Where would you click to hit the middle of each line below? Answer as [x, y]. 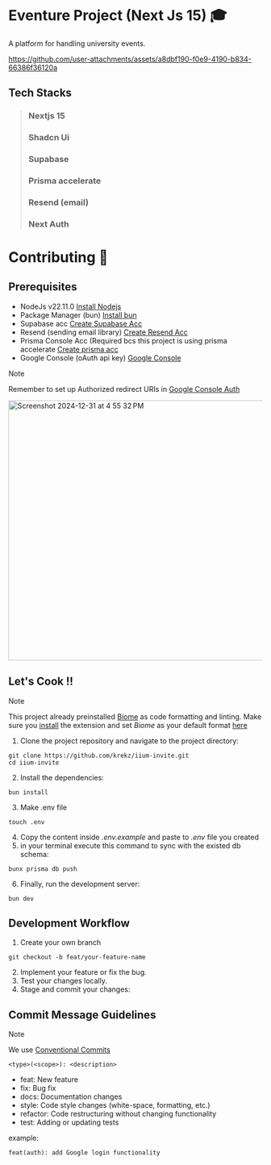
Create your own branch [60, 942]
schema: [34, 854]
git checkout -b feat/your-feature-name [77, 957]
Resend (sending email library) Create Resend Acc [104, 332]
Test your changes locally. [63, 981]
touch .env [27, 822]
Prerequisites [43, 287]
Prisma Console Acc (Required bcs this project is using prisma [123, 340]
